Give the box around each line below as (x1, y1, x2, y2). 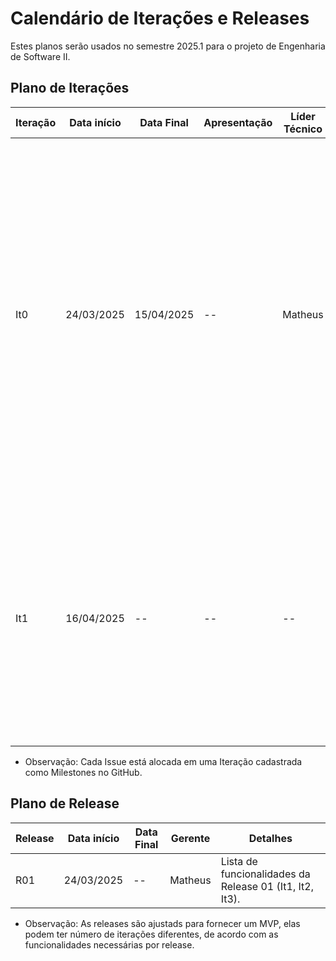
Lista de (220, 854, 258, 868)
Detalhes (248, 831, 293, 845)
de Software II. (10, 50, 71, 62)
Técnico (283, 122, 323, 136)
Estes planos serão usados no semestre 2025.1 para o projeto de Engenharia (10, 40, 326, 52)
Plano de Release (10, 795, 120, 812)
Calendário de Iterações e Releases (10, 7, 310, 30)
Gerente (170, 831, 211, 845)
